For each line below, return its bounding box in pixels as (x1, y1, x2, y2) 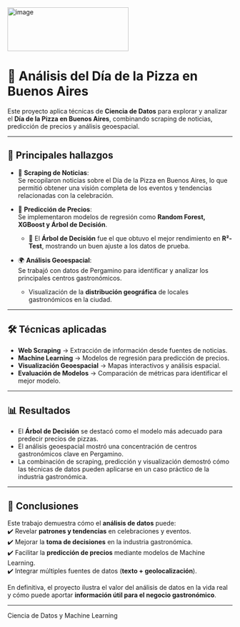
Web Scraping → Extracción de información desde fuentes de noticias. (17, 346, 228, 354)
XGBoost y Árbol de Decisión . (17, 220, 108, 229)
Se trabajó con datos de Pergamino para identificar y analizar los (17, 266, 209, 274)
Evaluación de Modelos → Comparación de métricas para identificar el (17, 368, 228, 377)
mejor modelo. (17, 376, 61, 385)
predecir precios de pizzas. (17, 435, 99, 443)
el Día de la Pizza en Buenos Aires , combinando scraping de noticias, (7, 114, 213, 123)
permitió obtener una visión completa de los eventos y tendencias (17, 184, 212, 192)
